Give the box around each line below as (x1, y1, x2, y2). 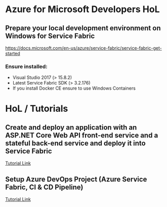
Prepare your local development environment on (5, 24, 161, 32)
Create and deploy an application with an (5, 123, 137, 132)
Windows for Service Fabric (5, 31, 95, 40)
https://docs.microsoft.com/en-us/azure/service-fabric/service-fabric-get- (5, 45, 162, 51)
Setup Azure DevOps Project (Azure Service (5, 175, 147, 183)
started (5, 51, 20, 56)
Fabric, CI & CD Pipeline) (5, 183, 83, 191)
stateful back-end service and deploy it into (5, 139, 146, 147)
